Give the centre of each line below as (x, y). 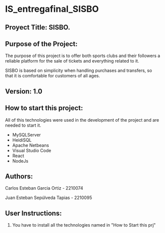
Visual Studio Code (32, 150)
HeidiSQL (22, 140)
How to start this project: (44, 108)
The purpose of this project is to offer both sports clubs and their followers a (83, 56)
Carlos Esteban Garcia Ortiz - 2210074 (44, 188)
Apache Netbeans (31, 145)
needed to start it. (23, 125)
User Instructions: (33, 213)
